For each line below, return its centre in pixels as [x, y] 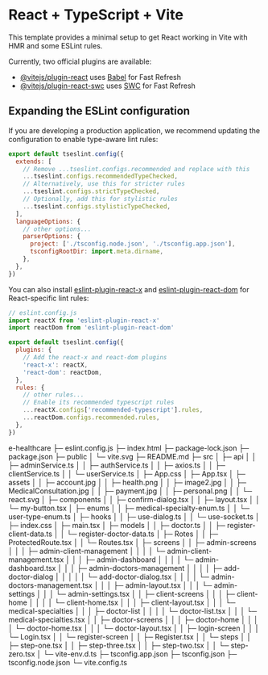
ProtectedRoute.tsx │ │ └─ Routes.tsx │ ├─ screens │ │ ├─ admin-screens [132, 542]
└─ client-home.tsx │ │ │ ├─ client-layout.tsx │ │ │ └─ [145, 602]
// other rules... [54, 395]
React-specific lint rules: [49, 298]
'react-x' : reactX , [56, 365]
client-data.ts [30, 534]
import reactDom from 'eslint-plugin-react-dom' [91, 328]
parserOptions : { [52, 237]
